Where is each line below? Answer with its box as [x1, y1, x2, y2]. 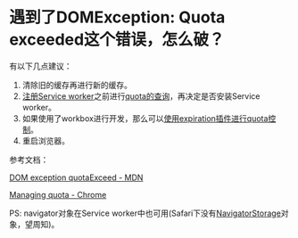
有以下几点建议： [9, 61, 72, 71]
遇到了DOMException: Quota [9, 7, 226, 28]
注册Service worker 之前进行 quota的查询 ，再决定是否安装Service [21, 90, 261, 102]
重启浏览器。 [21, 135, 70, 146]
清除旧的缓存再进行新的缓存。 [21, 79, 132, 90]
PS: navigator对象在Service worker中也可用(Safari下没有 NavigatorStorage [9, 208, 281, 218]
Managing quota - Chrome [9, 189, 107, 200]
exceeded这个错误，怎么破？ [9, 29, 225, 50]
